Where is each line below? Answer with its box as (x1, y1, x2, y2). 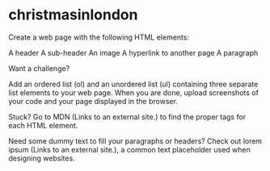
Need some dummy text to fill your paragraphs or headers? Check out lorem (8, 136, 263, 146)
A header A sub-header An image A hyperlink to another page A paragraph (8, 48, 259, 57)
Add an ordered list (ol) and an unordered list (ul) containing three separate (8, 79, 259, 89)
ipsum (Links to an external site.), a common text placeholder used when (8, 144, 251, 154)
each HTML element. (8, 120, 78, 130)
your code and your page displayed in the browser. (8, 96, 178, 106)
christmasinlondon (8, 6, 138, 24)
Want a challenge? (8, 63, 70, 73)
